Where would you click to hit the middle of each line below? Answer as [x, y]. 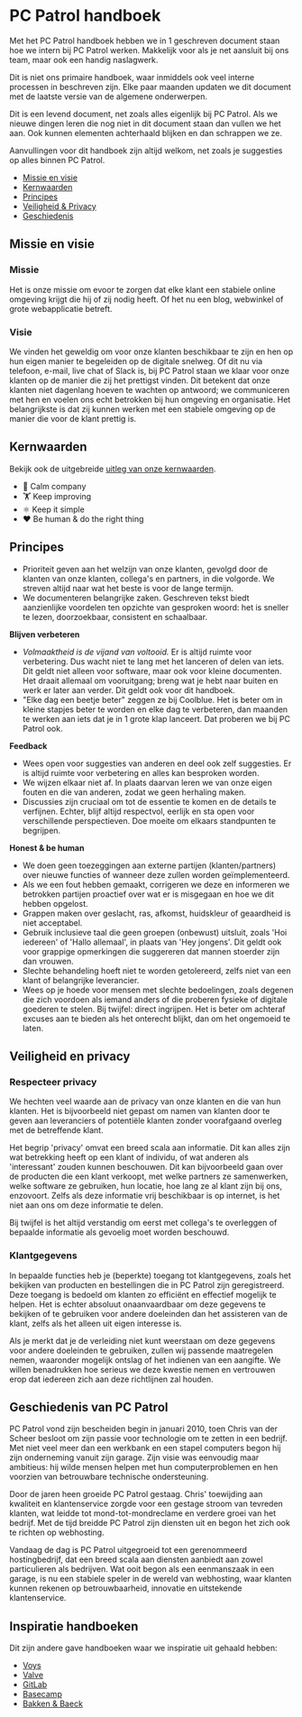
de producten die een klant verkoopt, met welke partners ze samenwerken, [149, 1176]
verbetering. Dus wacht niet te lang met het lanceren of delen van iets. [153, 661]
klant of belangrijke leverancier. [81, 980]
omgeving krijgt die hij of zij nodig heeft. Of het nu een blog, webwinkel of [146, 299]
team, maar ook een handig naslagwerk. [84, 59]
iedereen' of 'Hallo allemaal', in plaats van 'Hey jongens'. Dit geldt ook [152, 942]
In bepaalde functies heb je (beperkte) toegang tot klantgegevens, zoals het [150, 1275]
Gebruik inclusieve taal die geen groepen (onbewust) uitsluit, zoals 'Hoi [155, 932]
